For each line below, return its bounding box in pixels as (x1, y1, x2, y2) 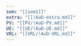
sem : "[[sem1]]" (6, 8, 46, 15)
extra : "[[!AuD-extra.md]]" (6, 14, 76, 20)
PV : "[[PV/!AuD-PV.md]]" (6, 20, 68, 26)
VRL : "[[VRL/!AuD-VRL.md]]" (6, 31, 76, 37)
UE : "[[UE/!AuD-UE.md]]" (6, 25, 68, 32)
